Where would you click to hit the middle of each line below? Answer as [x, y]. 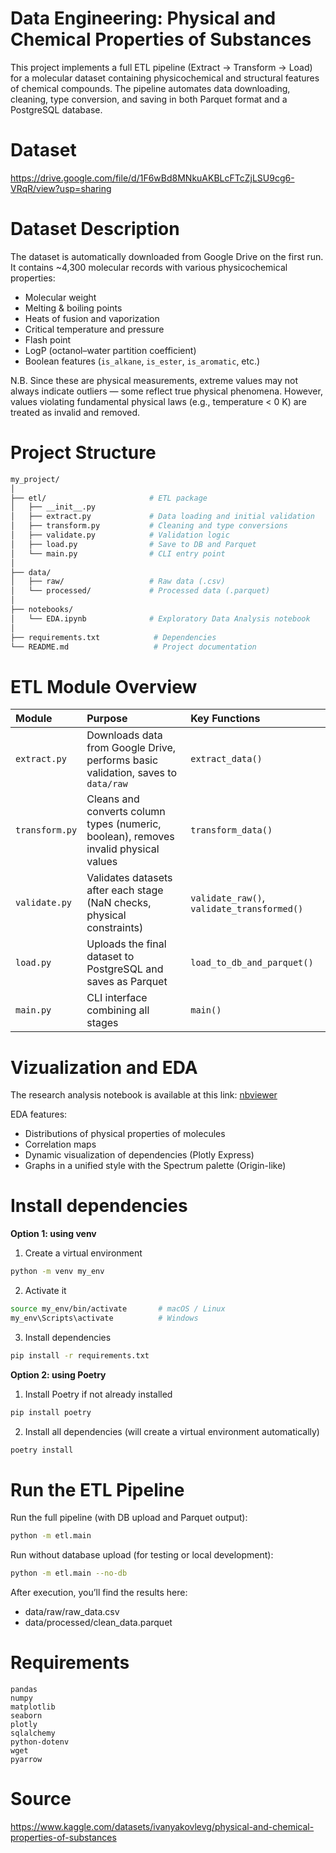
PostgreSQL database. [56, 109]
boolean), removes [130, 837]
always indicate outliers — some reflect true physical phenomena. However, [166, 391]
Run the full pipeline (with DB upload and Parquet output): [129, 1518]
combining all [118, 1010]
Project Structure [83, 453]
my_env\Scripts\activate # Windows [104, 1318]
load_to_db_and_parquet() [252, 963]
